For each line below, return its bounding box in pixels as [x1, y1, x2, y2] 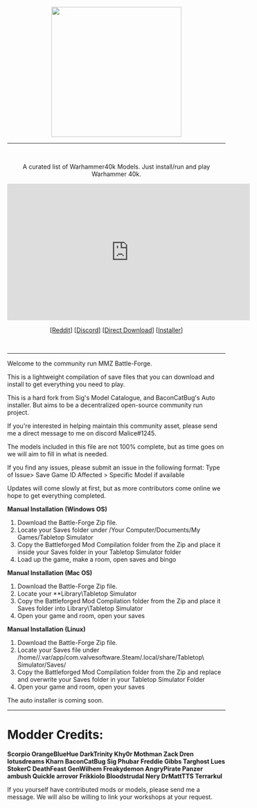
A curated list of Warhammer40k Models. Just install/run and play [22, 162, 211, 171]
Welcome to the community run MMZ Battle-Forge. [7, 359, 152, 368]
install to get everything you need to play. [7, 380, 125, 388]
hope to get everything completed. [7, 492, 106, 499]
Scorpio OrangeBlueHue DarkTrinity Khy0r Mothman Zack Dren [7, 750, 194, 758]
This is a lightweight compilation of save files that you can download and [7, 373, 215, 381]
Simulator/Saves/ [17, 661, 67, 669]
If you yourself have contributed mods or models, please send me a [7, 785, 200, 793]
